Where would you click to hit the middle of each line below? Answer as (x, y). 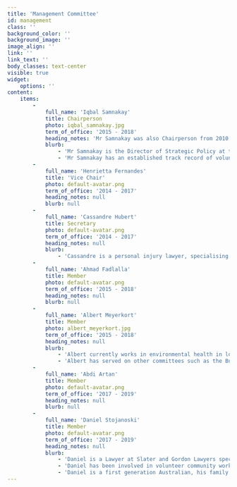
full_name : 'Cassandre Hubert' (91, 217)
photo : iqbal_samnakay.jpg (85, 125)
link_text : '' (28, 60)
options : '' (37, 86)
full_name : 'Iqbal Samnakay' (88, 112)
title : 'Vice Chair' (75, 178)
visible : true (28, 73)
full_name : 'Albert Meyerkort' (91, 315)
